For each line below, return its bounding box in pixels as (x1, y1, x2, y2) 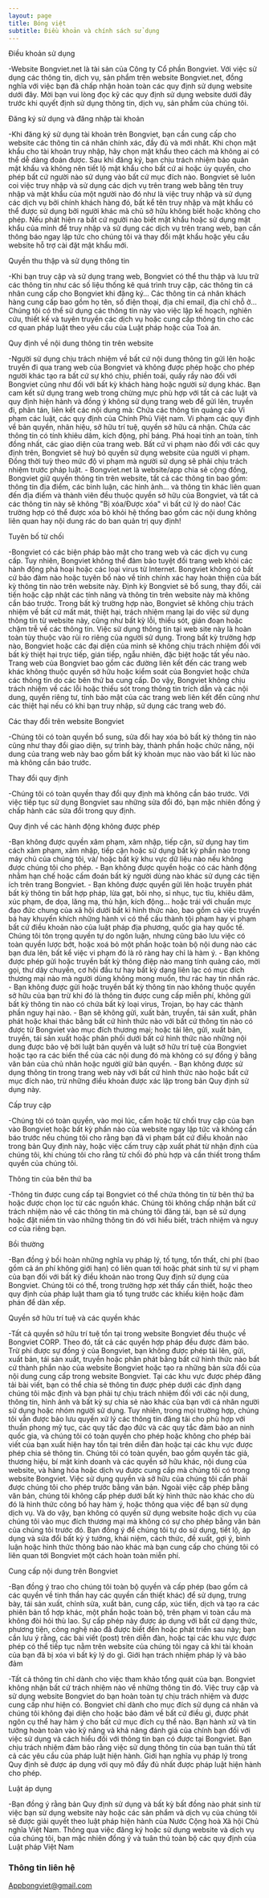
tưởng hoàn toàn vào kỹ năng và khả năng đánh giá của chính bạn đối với (8, 1725, 251, 1736)
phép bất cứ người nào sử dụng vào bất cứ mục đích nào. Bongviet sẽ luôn (8, 172, 255, 182)
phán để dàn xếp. (8, 1298, 67, 1307)
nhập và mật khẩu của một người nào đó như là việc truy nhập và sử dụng (8, 190, 252, 199)
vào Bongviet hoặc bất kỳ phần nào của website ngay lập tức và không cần (8, 1124, 257, 1134)
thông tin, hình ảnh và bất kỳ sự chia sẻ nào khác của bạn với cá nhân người (8, 1397, 259, 1407)
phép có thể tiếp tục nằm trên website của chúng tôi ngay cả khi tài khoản (8, 1642, 254, 1651)
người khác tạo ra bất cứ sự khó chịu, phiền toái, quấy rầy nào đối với (8, 371, 237, 381)
